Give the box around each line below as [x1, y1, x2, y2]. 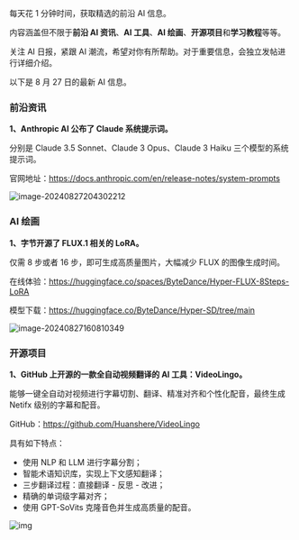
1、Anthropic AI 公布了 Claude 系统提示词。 [9, 124, 173, 134]
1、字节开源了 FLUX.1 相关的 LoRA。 [9, 237, 144, 248]
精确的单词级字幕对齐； [22, 490, 110, 501]
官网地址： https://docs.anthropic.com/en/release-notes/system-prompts [9, 173, 281, 184]
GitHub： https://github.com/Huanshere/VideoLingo [9, 418, 201, 429]
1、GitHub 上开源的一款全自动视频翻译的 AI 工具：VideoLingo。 [9, 369, 248, 380]
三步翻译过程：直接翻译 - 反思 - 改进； [22, 479, 166, 490]
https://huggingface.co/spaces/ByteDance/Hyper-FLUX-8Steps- [49, 276, 290, 287]
